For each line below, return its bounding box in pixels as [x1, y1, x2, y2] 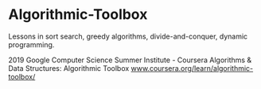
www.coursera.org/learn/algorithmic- [130, 63, 254, 72]
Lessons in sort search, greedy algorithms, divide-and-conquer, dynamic [8, 32, 248, 41]
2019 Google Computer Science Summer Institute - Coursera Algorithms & [8, 55, 252, 65]
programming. [8, 39, 55, 49]
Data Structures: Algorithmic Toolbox [8, 63, 130, 72]
